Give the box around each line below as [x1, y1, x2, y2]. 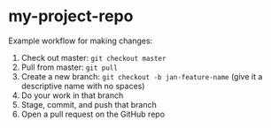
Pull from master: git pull [20, 62, 119, 72]
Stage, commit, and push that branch [20, 99, 157, 109]
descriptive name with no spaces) [20, 80, 145, 91]
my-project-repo [8, 6, 134, 26]
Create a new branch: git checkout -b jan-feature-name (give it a [20, 71, 263, 81]
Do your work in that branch [20, 90, 124, 101]
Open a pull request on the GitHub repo [20, 109, 166, 119]
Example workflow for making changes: [8, 35, 153, 46]
